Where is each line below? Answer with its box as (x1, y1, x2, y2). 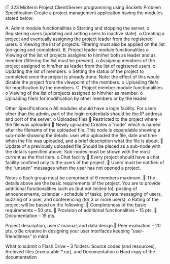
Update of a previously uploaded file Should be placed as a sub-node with (5, 143, 161, 149)
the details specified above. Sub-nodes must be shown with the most (5, 149, 151, 154)
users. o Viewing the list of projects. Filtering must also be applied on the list (5, 41, 165, 47)
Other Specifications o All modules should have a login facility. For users (5, 105, 157, 111)
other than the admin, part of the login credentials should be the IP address (5, 111, 162, 117)
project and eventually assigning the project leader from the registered (5, 36, 153, 42)
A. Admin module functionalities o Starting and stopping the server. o (5, 25, 150, 31)
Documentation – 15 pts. (5, 213, 56, 219)
